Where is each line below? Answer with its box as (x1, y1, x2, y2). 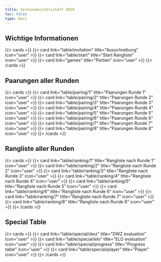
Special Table (5, 218, 47, 226)
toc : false (5, 12, 27, 16)
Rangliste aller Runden (5, 145, 74, 153)
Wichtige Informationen (5, 34, 78, 42)
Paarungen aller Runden (5, 76, 79, 85)
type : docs (5, 16, 27, 21)
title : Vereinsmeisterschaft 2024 (5, 7, 75, 12)
